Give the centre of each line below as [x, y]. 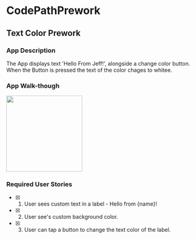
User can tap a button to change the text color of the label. [97, 230]
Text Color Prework [43, 33]
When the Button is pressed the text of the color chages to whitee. [89, 70]
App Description [31, 50]
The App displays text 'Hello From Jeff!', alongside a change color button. [98, 63]
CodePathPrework [53, 11]
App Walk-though [33, 86]
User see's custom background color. [71, 217]
